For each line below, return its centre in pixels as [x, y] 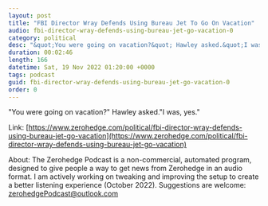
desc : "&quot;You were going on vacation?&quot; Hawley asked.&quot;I [128, 45]
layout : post [30, 16]
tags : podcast [32, 75]
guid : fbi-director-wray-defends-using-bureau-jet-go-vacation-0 [119, 82]
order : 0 [23, 89]
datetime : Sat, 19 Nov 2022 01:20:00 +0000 [82, 68]
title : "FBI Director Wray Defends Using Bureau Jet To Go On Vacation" [132, 23]
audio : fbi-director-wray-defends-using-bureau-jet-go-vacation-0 [121, 30]
